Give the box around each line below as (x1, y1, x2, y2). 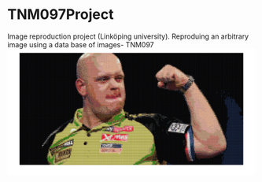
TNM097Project (7, 6, 114, 24)
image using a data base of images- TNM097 (7, 39, 154, 49)
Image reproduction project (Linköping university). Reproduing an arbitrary (7, 32, 249, 41)
